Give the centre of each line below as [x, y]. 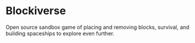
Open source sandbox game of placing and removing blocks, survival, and [97, 27]
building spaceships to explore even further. [60, 33]
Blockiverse [36, 11]
